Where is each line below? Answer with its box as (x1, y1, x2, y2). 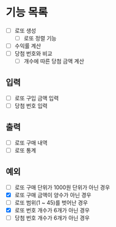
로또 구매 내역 (14, 139, 48, 146)
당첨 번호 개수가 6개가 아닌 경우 (14, 214, 90, 222)
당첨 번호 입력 (14, 102, 48, 110)
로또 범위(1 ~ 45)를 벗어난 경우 (14, 199, 88, 206)
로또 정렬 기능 (23, 35, 57, 41)
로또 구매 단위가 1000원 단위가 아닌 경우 (14, 184, 111, 191)
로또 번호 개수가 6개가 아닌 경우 (14, 207, 90, 214)
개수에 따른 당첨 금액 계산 (23, 57, 85, 65)
